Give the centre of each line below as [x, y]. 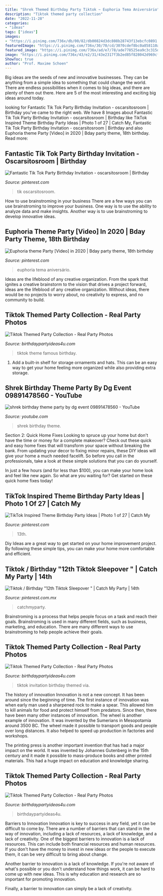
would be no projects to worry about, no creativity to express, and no [74, 294]
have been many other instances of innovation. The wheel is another [73, 715]
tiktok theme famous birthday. [47, 353]
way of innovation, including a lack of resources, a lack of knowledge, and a [81, 833]
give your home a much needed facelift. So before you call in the [70, 456]
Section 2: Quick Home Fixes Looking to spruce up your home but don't [77, 435]
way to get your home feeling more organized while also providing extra [84, 368]
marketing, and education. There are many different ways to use [69, 627]
